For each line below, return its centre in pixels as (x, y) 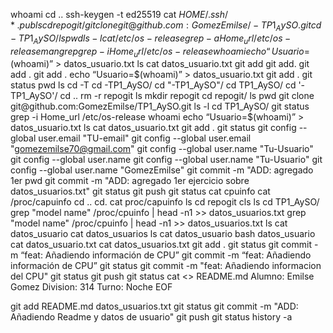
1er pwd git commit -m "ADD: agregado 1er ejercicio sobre (130, 181)
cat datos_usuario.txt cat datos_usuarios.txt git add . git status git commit (161, 245)
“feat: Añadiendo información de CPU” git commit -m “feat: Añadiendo (166, 255)
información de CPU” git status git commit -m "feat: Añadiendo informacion (166, 266)
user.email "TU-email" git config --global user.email (145, 138)
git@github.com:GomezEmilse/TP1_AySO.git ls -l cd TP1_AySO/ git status (160, 106)
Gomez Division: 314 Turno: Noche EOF (91, 287)
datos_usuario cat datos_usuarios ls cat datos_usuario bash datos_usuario (163, 234)
